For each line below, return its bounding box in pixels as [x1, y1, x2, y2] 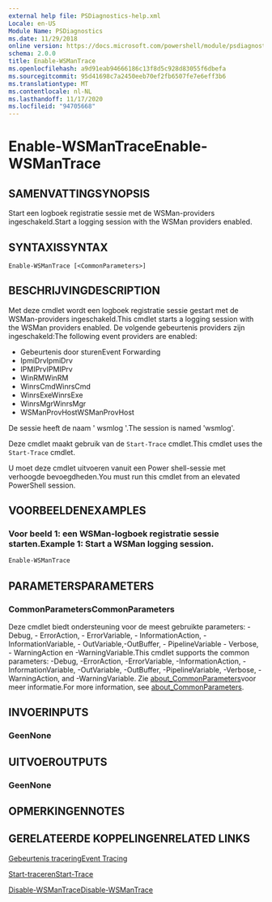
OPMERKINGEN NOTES [8, 805, 125, 818]
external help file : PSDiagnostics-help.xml [8, 11, 161, 20]
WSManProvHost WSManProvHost [19, 407, 135, 417]
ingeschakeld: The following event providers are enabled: [8, 331, 198, 341]
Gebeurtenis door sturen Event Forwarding [19, 346, 161, 357]
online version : [8, 42, 63, 50]
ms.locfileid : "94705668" [8, 102, 96, 110]
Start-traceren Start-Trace [8, 869, 94, 878]
